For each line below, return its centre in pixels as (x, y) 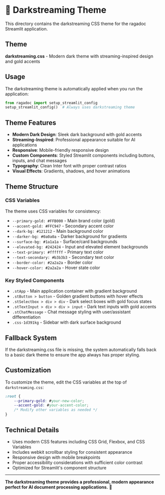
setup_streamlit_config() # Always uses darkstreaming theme (70, 108)
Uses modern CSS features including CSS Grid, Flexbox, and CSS (78, 441)
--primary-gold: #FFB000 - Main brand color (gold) (64, 220)
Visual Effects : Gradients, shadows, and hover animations (71, 171)
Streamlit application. (27, 28)
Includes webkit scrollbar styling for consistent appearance (72, 452)
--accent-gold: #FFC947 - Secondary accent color (63, 226)
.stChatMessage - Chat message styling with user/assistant (71, 312)
